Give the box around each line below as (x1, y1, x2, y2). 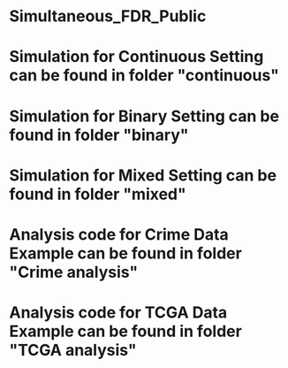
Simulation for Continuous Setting (9, 47, 264, 67)
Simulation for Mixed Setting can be (9, 165, 277, 185)
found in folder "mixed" (9, 184, 187, 204)
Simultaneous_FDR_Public (9, 6, 207, 27)
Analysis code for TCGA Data (9, 303, 228, 323)
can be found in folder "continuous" (9, 65, 280, 86)
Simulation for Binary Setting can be (9, 106, 280, 126)
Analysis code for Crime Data (9, 224, 230, 244)
